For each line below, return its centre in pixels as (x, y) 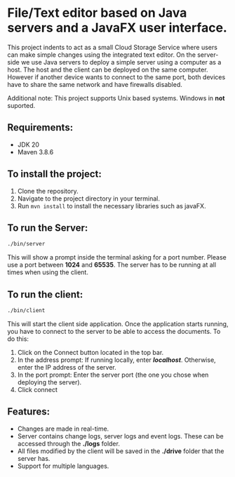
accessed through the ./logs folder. (69, 443)
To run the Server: (48, 228)
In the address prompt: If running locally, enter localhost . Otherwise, (116, 360)
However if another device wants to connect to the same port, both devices (116, 77)
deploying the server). (49, 382)
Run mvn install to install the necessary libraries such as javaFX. (112, 206)
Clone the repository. (48, 191)
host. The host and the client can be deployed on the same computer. (108, 69)
